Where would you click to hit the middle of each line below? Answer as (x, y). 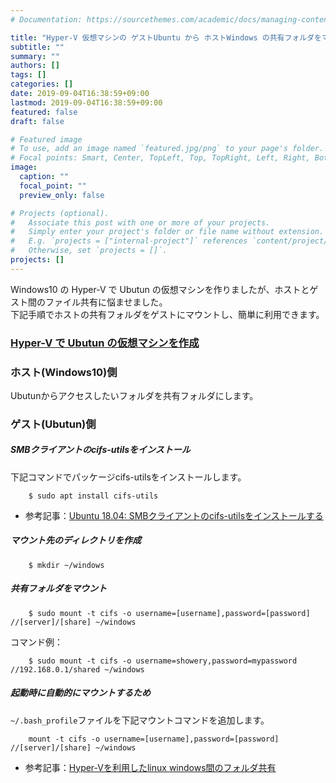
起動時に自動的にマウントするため (80, 693)
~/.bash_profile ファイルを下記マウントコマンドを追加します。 (140, 720)
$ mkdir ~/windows (66, 565)
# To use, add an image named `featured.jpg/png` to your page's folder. (167, 149)
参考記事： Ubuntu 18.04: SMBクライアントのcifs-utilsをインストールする (174, 515)
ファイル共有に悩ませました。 (106, 302)
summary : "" (35, 56)
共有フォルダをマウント (58, 588)
